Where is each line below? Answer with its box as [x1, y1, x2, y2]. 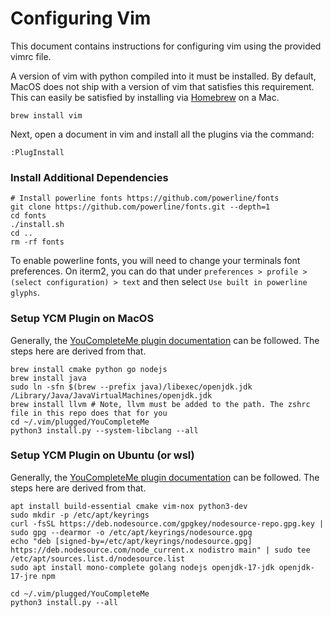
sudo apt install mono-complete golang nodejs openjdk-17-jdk [10, 562, 275, 572]
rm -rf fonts [10, 237, 65, 247]
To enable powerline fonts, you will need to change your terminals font [10, 255, 301, 267]
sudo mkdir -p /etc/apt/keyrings [10, 510, 150, 520]
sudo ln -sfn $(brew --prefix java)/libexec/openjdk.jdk [10, 382, 253, 392]
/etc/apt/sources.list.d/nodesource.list [10, 553, 186, 564]
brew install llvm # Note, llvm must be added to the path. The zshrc [10, 399, 311, 409]
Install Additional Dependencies [10, 170, 169, 184]
